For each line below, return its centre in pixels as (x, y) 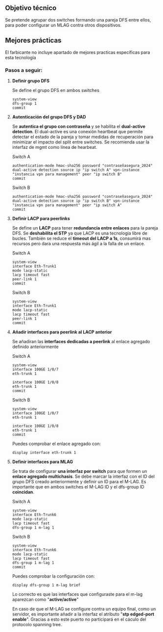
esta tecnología (21, 57)
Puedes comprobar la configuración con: (53, 576)
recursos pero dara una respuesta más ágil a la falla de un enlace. (79, 243)
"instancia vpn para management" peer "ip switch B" (67, 174)
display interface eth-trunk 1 (44, 452)
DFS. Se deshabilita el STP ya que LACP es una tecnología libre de (80, 233)
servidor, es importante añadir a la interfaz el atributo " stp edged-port (83, 614)
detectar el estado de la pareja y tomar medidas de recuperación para (82, 137)
